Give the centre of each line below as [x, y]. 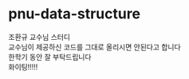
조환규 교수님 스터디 [39, 37]
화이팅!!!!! [23, 67]
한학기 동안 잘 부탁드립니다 [50, 57]
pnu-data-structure [75, 14]
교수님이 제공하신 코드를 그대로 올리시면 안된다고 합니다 [94, 47]
